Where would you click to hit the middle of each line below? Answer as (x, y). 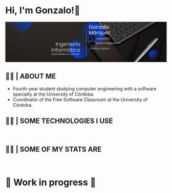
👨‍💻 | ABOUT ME (31, 76)
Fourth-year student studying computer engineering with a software (84, 88)
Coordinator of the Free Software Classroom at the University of (80, 100)
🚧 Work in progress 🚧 (51, 182)
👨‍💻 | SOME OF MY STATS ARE (53, 149)
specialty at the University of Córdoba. (53, 94)
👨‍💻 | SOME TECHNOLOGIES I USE (59, 121)
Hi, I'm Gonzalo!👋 (43, 10)
